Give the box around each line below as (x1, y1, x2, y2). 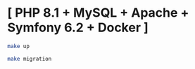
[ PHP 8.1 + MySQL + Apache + (7, 5, 189, 21)
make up (7, 43, 30, 49)
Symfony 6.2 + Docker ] (7, 20, 149, 36)
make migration (7, 55, 52, 62)
